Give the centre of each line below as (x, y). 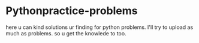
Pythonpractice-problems (72, 11)
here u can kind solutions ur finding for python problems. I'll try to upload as (99, 27)
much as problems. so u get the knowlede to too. (66, 33)
